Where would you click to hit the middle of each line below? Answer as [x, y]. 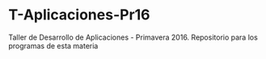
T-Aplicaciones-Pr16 [80, 15]
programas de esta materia [53, 45]
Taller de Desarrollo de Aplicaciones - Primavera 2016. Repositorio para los [133, 37]
